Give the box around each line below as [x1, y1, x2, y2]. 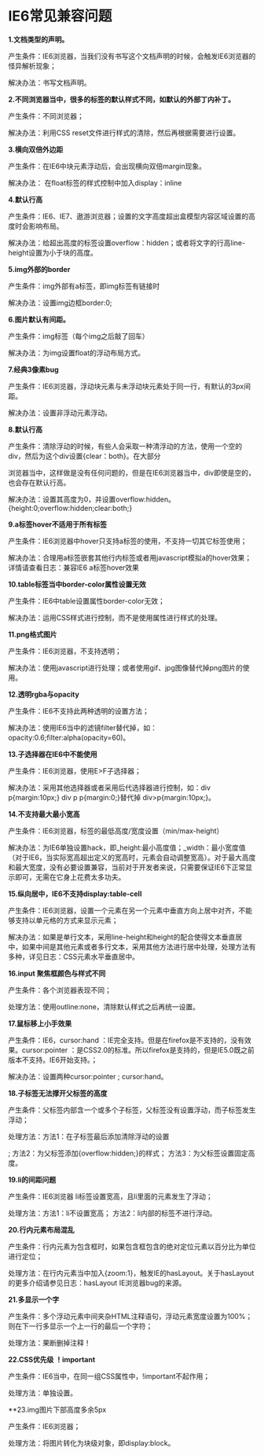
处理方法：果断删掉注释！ [8, 1338, 91, 1347]
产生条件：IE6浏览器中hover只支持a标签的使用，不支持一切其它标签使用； [8, 536, 247, 546]
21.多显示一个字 [8, 1295, 60, 1304]
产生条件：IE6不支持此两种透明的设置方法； [8, 706, 149, 715]
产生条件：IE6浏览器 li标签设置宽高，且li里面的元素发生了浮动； [8, 1192, 214, 1201]
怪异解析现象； [8, 61, 57, 71]
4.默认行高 [8, 194, 43, 204]
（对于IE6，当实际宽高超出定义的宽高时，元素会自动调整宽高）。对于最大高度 [8, 852, 256, 862]
